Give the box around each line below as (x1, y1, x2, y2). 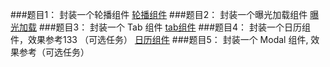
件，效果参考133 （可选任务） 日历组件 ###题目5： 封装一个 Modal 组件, (10, 34, 309, 45)
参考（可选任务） (18, 46, 90, 58)
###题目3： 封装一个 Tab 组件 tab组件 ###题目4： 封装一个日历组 (38, 21, 312, 33)
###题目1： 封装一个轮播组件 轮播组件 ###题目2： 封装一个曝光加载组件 (10, 9, 308, 20)
